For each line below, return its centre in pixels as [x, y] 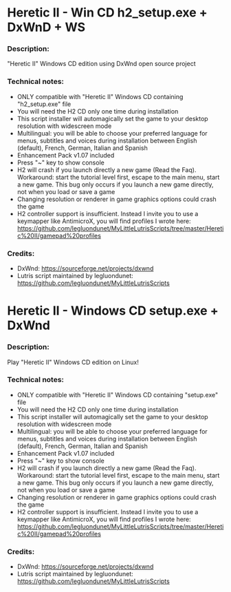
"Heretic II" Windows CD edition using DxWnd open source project [101, 64]
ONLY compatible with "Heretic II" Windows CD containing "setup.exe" [118, 394]
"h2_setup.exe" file [44, 104]
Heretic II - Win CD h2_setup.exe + [107, 13]
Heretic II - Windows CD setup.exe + [113, 311]
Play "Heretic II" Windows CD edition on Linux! [73, 362]
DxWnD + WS [46, 27]
